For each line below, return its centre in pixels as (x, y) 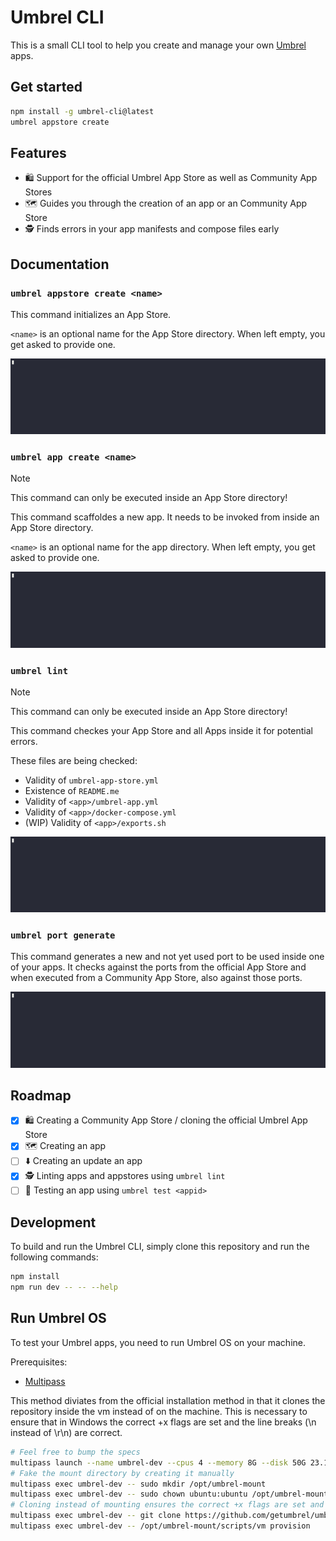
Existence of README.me (72, 790)
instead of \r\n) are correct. (66, 1432)
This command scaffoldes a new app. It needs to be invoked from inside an (165, 517)
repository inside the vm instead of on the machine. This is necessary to (159, 1411)
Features (38, 152)
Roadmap (41, 1096)
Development (53, 1222)
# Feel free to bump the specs (75, 1452)
